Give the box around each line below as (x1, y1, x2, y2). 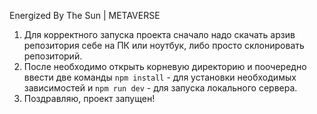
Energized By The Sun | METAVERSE (9, 10, 161, 21)
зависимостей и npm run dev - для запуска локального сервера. (23, 82, 298, 94)
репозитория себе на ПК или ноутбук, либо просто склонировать (23, 40, 305, 51)
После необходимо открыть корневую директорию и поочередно (23, 61, 307, 72)
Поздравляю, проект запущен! (23, 93, 156, 104)
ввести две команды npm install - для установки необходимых (23, 71, 297, 83)
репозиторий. (23, 50, 83, 62)
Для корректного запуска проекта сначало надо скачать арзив (23, 29, 296, 40)
